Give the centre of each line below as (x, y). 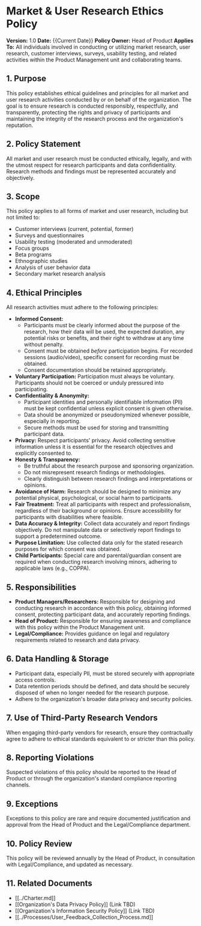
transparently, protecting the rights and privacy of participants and (88, 112)
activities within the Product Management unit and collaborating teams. (94, 60)
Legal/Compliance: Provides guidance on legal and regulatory (92, 634)
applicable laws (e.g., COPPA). (52, 568)
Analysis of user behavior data (53, 267)
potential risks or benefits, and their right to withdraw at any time (104, 338)
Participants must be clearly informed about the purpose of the (102, 326)
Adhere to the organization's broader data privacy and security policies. (104, 699)
